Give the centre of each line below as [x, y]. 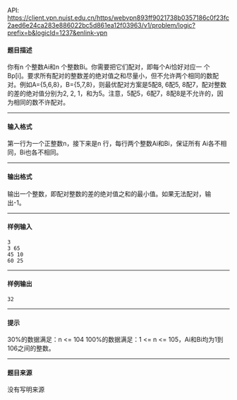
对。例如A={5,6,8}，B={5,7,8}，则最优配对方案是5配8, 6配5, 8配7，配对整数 [117, 85]
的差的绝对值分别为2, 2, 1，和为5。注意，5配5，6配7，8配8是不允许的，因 [115, 93]
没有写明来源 [26, 389]
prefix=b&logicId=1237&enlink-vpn [57, 33]
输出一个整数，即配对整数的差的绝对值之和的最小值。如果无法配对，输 [109, 193]
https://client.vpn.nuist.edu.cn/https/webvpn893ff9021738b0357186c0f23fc [119, 18]
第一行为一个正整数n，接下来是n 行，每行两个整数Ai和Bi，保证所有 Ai [108, 144]
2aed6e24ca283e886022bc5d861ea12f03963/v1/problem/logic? [102, 25]
